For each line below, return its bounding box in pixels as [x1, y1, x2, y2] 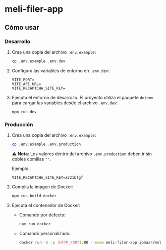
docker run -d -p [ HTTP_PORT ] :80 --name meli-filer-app [19, 240, 137, 245]
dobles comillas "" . [11, 156, 51, 162]
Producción [4, 121, 33, 128]
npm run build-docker [11, 193, 56, 198]
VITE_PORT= [11, 77, 35, 82]
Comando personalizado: [19, 230, 71, 236]
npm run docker [19, 221, 51, 226]
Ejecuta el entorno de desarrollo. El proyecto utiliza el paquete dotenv [11, 94, 154, 100]
